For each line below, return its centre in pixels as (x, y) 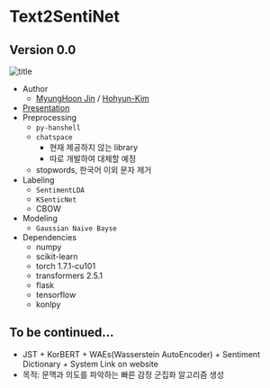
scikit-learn (57, 257)
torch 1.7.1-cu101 (66, 266)
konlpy (48, 304)
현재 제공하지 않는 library (94, 147)
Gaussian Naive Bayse (76, 229)
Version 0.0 (43, 50)
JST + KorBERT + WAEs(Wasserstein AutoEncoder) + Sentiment (141, 354)
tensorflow (56, 295)
